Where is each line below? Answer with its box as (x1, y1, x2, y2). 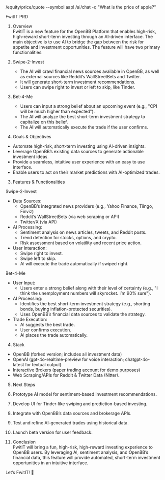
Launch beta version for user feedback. (12, 429, 93, 435)
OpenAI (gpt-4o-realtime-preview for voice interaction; (12, 356, 124, 362)
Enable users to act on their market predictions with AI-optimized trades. (12, 169, 160, 175)
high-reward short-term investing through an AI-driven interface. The (12, 34, 153, 39)
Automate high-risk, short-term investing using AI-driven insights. (12, 143, 146, 149)
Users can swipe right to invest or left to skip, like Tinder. (20, 84, 136, 90)
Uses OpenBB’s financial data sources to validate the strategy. (20, 311, 146, 317)
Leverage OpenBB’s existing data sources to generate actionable (12, 149, 144, 154)
